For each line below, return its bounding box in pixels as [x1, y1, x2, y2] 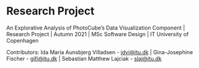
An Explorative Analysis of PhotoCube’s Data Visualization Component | [6, 24, 185, 31]
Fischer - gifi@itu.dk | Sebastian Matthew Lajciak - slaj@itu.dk [6, 55, 162, 62]
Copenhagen [6, 37, 39, 44]
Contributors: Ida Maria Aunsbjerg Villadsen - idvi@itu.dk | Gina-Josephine [6, 48, 193, 55]
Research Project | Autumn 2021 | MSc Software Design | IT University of [6, 30, 189, 37]
